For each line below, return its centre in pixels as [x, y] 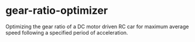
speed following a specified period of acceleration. [67, 32]
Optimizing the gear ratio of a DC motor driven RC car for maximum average [97, 26]
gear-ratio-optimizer [57, 11]
